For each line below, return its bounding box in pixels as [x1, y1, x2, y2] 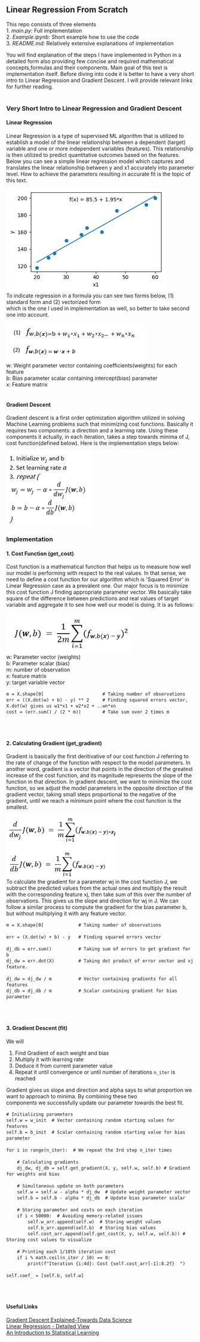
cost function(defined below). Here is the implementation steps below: [6, 440, 180, 447]
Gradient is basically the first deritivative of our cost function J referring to [6, 753, 189, 760]
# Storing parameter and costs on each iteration [17, 1206, 143, 1213]
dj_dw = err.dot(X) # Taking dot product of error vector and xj [6, 958, 194, 964]
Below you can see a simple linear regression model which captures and [6, 158, 184, 165]
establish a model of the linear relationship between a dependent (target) [6, 139, 186, 146]
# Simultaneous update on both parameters [17, 1183, 124, 1189]
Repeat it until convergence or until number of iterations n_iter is [14, 1068, 176, 1076]
